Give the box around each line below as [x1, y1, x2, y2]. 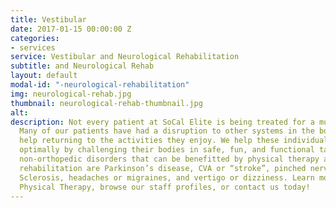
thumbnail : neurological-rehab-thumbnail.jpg [10, 98, 203, 108]
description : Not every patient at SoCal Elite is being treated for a [10, 117, 315, 127]
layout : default [10, 71, 78, 81]
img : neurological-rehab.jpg [10, 89, 132, 99]
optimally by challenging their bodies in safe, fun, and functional [19, 145, 315, 155]
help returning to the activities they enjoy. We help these [19, 136, 280, 146]
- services [10, 42, 56, 53]
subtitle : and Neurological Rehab [10, 61, 155, 71]
